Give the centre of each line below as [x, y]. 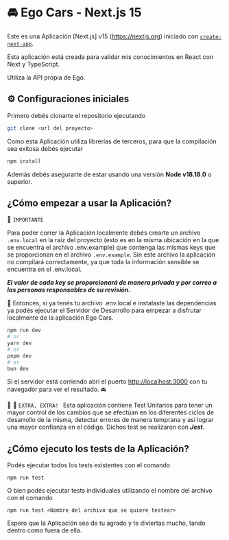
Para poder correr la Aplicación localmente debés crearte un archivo [104, 233]
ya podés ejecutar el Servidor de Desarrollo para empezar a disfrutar [105, 310]
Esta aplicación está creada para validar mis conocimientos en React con [110, 57]
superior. [20, 181]
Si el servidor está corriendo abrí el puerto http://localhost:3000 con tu [107, 381]
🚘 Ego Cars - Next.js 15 [74, 13]
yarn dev [20, 343]
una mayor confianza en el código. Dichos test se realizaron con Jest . [106, 427]
